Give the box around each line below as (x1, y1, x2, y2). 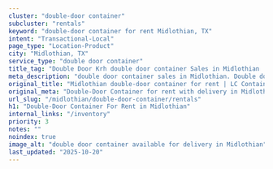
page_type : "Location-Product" (8, 42, 115, 50)
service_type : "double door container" (8, 58, 144, 66)
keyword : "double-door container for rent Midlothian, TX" (8, 27, 213, 35)
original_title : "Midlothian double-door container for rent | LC (8, 80, 238, 88)
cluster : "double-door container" (8, 11, 126, 20)
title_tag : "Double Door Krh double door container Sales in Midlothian (8, 65, 260, 73)
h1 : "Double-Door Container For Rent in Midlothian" (8, 102, 191, 110)
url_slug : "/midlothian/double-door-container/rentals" (8, 95, 201, 103)
